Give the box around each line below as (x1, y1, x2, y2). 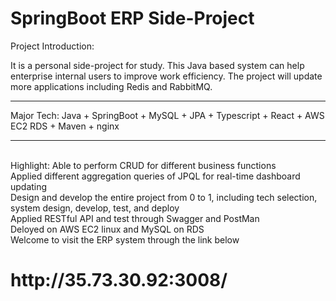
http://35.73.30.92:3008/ (10, 269, 228, 292)
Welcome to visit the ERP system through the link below (10, 233, 240, 246)
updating (10, 180, 48, 192)
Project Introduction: (10, 40, 95, 52)
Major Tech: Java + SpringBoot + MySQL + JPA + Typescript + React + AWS (10, 109, 325, 121)
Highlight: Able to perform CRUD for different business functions (10, 159, 277, 171)
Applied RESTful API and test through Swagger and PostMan (10, 212, 260, 224)
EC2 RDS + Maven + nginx (10, 120, 120, 132)
